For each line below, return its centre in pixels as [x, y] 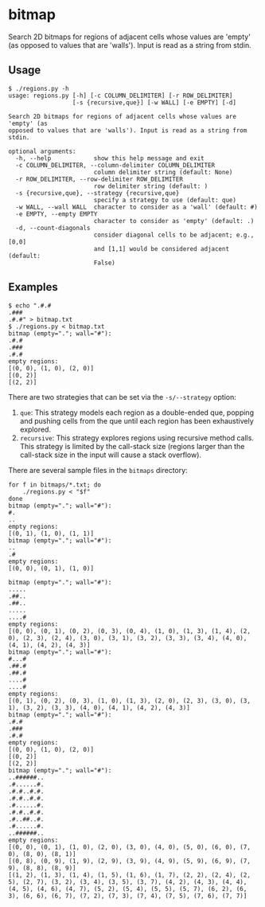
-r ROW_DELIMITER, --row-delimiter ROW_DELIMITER [99, 179]
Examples [33, 287]
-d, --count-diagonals [53, 228]
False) [104, 263]
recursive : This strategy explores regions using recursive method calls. [137, 438]
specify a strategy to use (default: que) [165, 200]
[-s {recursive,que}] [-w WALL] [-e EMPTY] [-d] [154, 102]
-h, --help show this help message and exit [110, 158]
